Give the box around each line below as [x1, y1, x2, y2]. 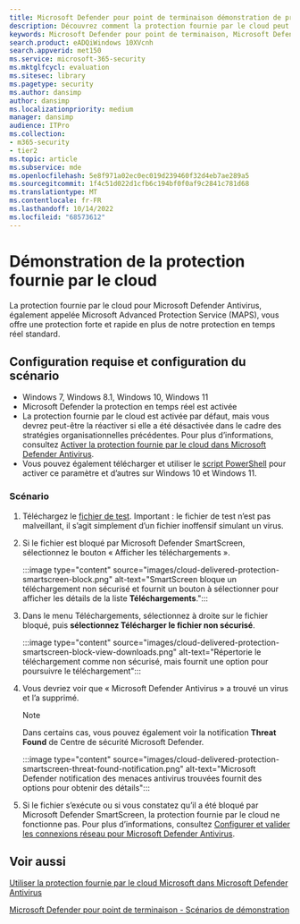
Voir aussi [9, 854, 66, 869]
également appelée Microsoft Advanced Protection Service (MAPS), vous [9, 309, 279, 320]
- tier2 [9, 146, 38, 155]
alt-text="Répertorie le [178, 646, 262, 657]
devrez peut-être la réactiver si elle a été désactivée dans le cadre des [21, 420, 282, 431]
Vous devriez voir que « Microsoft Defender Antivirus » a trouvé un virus [21, 682, 288, 693]
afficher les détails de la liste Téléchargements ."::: [21, 592, 208, 604]
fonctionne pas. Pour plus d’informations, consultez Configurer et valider [21, 818, 291, 829]
